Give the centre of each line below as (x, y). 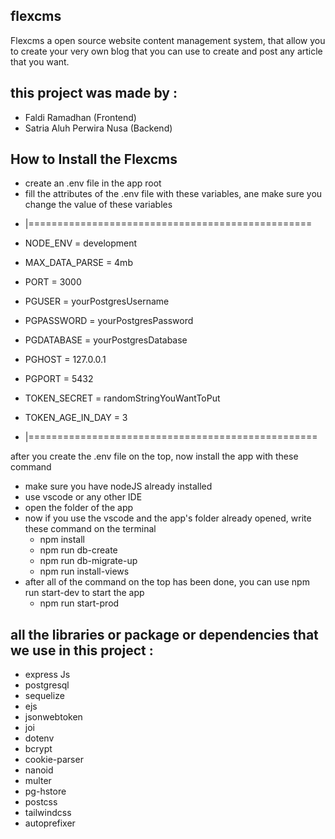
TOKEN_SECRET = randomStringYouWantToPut (122, 398)
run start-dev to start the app (84, 593)
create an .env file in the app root (93, 183)
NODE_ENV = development (81, 243)
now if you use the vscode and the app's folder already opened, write (168, 518)
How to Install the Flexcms (94, 159)
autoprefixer (50, 823)
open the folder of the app (79, 508)
